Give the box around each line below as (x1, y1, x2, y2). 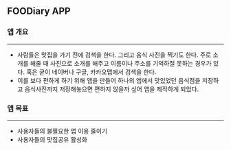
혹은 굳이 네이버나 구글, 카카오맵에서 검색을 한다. (26, 68, 157, 76)
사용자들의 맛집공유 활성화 (16, 135, 88, 143)
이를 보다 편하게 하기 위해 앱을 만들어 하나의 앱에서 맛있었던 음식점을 (16, 76, 201, 84)
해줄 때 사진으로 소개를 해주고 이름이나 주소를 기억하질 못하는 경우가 (30, 59, 212, 67)
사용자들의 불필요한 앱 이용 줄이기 (16, 127, 108, 135)
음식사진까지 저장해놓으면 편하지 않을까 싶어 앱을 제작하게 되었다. (24, 85, 199, 93)
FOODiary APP (7, 5, 71, 17)
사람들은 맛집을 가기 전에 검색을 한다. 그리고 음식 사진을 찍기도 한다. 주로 (16, 51, 212, 59)
